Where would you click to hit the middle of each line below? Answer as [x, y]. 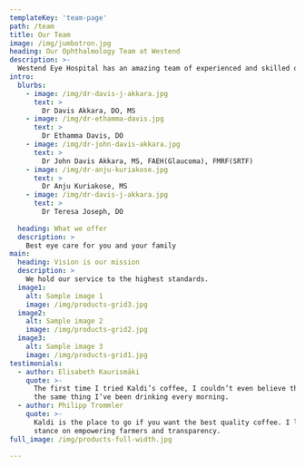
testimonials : [36, 364]
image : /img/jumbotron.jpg [60, 43]
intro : [22, 77]
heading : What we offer [62, 228]
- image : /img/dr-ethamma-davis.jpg [95, 119]
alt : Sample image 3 [64, 346]
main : [20, 254]
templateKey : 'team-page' [58, 18]
